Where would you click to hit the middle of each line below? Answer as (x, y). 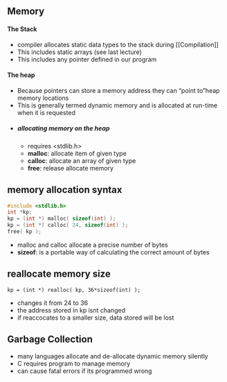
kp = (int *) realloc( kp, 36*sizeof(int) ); (74, 290)
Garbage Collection (50, 339)
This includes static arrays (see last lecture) (79, 52)
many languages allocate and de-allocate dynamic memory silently (113, 356)
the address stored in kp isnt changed (71, 310)
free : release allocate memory (71, 168)
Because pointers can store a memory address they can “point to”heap (118, 90)
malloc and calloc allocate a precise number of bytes (92, 245)
